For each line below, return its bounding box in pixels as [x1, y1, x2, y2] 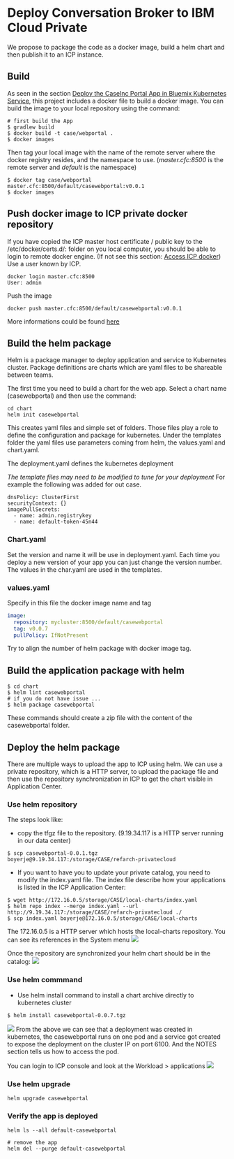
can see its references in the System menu [7, 935, 130, 944]
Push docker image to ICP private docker [7, 208, 188, 219]
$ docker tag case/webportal [7, 176, 92, 183]
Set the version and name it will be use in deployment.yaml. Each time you [7, 550, 221, 559]
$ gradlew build [7, 124, 54, 131]
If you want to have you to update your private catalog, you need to [17, 868, 211, 877]
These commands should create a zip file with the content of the [7, 714, 193, 722]
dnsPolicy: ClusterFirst [7, 494, 79, 501]
